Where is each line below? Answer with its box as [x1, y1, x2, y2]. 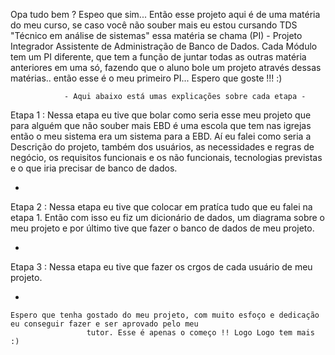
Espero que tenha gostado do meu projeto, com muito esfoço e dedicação [10, 310, 320, 320]
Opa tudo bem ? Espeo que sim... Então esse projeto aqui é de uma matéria [10, 9, 321, 20]
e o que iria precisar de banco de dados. [10, 162, 178, 174]
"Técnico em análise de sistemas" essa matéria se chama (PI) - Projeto [10, 30, 303, 41]
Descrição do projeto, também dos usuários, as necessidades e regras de [10, 141, 315, 153]
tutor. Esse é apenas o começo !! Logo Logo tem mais [86, 328, 315, 338]
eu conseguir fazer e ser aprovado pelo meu [10, 319, 199, 329]
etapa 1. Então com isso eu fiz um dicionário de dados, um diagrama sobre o [10, 212, 325, 223]
